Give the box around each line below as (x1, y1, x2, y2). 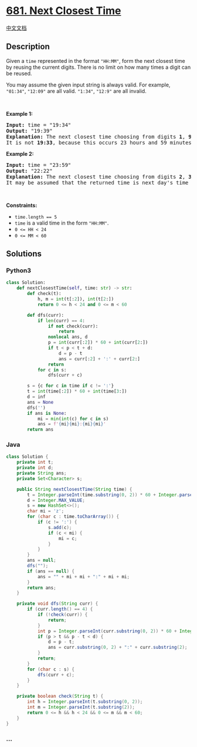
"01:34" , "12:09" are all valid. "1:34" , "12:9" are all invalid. (6, 87, 147, 95)
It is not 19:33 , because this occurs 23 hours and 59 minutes (6, 139, 192, 146)
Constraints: (6, 202, 38, 209)
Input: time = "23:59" (6, 162, 72, 168)
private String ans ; (16, 470, 67, 477)
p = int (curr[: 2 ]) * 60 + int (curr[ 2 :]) (47, 340, 148, 346)
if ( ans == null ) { (27, 568, 75, 574)
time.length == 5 (14, 214, 57, 220)
